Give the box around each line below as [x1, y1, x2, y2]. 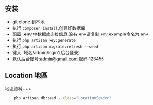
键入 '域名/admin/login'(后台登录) [12, 49, 80, 55]
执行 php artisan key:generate [12, 37, 76, 43]
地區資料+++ [5, 85, 31, 91]
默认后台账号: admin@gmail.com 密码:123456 [12, 56, 104, 62]
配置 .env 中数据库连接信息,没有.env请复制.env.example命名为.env [12, 31, 149, 37]
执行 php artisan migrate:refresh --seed [12, 43, 98, 49]
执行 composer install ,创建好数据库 [12, 25, 86, 31]
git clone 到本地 [12, 19, 45, 25]
